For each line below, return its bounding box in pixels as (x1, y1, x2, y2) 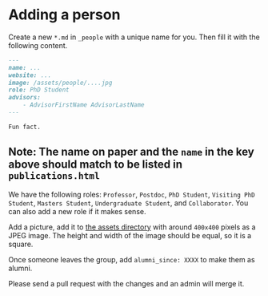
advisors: (8, 94, 42, 102)
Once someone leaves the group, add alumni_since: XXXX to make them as (8, 254, 255, 264)
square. (8, 239, 34, 249)
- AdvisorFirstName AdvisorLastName (22, 101, 146, 109)
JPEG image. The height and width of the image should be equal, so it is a (8, 230, 252, 240)
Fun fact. (8, 123, 42, 131)
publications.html (8, 170, 100, 182)
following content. (8, 40, 68, 50)
